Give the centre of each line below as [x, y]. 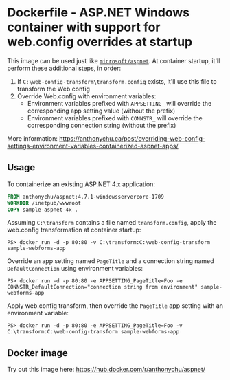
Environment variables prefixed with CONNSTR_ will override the [115, 118]
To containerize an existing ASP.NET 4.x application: [81, 184]
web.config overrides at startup [100, 42]
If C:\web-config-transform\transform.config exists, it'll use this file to [117, 81]
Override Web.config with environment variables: [87, 96]
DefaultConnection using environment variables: [75, 269]
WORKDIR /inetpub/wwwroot [44, 203]
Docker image [37, 353]
